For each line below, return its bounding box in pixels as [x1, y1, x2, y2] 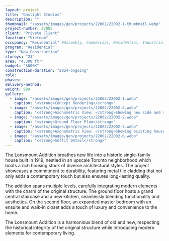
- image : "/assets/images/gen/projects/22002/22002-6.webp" [10, 134, 138, 139]
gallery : [5, 91, 24, 96]
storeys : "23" [5, 54, 35, 59]
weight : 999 [5, 86, 30, 92]
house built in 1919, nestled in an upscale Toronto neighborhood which [5, 157, 151, 163]
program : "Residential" [5, 45, 55, 50]
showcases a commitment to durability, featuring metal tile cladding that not [5, 168, 162, 174]
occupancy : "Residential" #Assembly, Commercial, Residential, [5, 40, 141, 45]
